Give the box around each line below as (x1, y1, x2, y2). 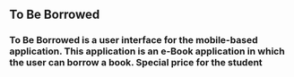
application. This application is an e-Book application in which (9, 45, 285, 57)
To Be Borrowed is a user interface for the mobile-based (9, 34, 258, 47)
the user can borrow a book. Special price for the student (9, 56, 263, 69)
